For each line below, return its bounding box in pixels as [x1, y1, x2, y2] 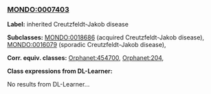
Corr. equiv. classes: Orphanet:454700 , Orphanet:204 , [7, 54, 164, 62]
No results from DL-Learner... [7, 80, 90, 89]
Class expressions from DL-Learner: [7, 67, 113, 76]
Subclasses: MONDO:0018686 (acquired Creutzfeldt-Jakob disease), [7, 33, 205, 42]
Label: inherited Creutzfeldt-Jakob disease [7, 20, 129, 29]
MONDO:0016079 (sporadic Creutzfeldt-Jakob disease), [7, 41, 166, 49]
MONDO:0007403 [7, 5, 70, 14]
